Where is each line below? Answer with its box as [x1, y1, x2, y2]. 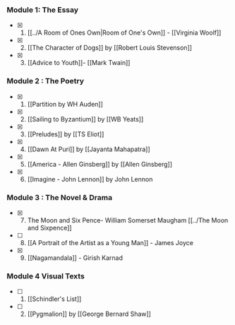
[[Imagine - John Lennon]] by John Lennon [27, 175, 153, 183]
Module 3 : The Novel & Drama [6, 192, 113, 202]
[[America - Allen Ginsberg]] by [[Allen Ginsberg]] [27, 160, 173, 168]
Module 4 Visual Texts [6, 271, 85, 280]
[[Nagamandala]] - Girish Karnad [27, 253, 123, 262]
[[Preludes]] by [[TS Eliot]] [27, 129, 104, 138]
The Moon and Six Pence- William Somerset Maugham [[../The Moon [27, 215, 229, 224]
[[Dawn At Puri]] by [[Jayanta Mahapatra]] [27, 145, 150, 153]
